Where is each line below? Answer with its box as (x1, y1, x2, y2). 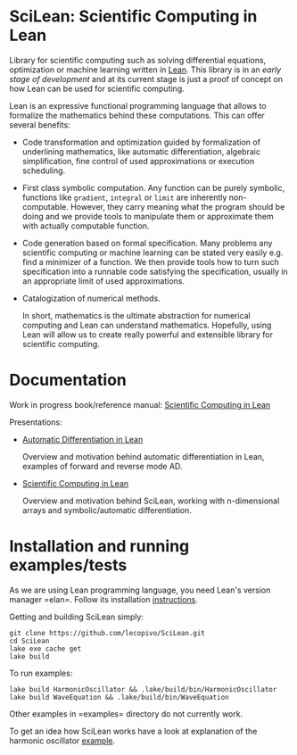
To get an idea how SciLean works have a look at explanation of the (9, 726, 258, 736)
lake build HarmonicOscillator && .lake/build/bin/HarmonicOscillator (9, 684, 277, 693)
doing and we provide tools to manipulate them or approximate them (21, 211, 274, 221)
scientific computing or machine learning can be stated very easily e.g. (21, 247, 284, 258)
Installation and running (9, 536, 190, 557)
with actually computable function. (21, 220, 150, 231)
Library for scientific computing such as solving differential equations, (9, 54, 267, 65)
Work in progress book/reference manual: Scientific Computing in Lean (9, 399, 271, 410)
